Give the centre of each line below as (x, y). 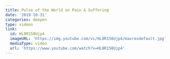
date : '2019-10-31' (26, 15)
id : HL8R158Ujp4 (27, 34)
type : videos (19, 24)
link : (11, 29)
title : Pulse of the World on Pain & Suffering (57, 10)
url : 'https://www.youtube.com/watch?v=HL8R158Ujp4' (68, 48)
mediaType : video (29, 44)
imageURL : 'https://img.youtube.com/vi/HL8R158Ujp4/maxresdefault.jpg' (88, 39)
